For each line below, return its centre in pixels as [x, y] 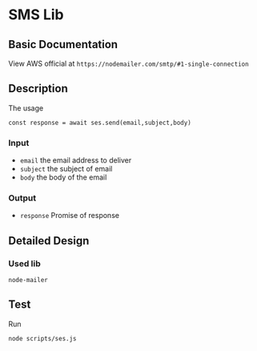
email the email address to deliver [76, 160]
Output [22, 198]
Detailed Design [49, 241]
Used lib [25, 264]
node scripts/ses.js [43, 338]
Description [38, 89]
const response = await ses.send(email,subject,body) [100, 123]
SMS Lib [36, 15]
